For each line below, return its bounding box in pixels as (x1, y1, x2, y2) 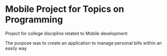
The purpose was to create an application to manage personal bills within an (5, 40, 162, 46)
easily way (5, 45, 27, 51)
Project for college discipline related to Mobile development (5, 30, 128, 36)
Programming (5, 14, 63, 25)
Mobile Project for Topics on (5, 3, 125, 15)
